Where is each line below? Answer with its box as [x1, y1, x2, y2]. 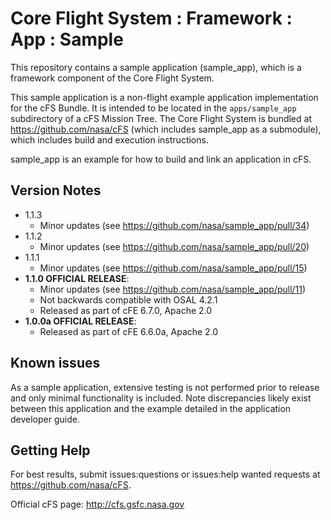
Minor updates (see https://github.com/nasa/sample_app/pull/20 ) [39, 240, 310, 252]
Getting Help [10, 442, 91, 459]
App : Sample [10, 28, 124, 51]
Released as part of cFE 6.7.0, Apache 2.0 [39, 304, 213, 316]
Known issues [10, 355, 101, 372]
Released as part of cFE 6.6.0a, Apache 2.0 [39, 325, 219, 337]
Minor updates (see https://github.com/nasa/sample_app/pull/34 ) [39, 219, 310, 231]
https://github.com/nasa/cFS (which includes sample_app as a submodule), [10, 123, 322, 135]
